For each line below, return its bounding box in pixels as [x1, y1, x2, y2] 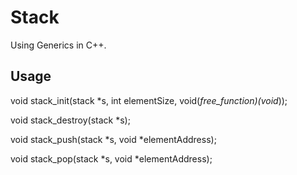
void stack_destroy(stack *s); [10, 114, 131, 126]
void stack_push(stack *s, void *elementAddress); [10, 133, 217, 145]
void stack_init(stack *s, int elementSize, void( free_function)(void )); [10, 94, 288, 106]
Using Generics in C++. [10, 39, 107, 51]
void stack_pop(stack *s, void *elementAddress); [10, 152, 213, 165]
